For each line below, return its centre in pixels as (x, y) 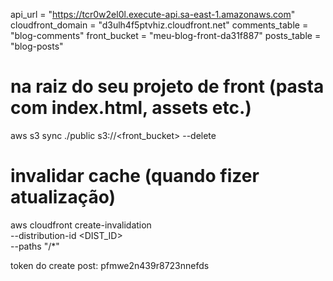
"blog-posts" (37, 46)
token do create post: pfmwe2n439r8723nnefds (110, 265)
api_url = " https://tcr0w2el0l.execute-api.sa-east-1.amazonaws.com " (153, 14)
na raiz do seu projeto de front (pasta (167, 86)
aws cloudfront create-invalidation (81, 225)
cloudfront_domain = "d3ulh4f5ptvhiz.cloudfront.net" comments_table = (159, 25)
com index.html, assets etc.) (131, 108)
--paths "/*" (35, 246)
